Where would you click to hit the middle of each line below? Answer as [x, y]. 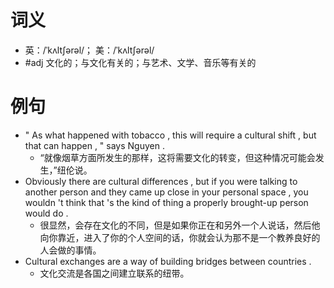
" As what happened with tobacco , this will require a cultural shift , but [170, 135]
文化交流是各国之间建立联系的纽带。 [114, 273]
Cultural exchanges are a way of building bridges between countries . [168, 261]
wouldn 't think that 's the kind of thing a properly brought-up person [166, 202]
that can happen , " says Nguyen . [94, 145]
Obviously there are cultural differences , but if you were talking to [161, 181]
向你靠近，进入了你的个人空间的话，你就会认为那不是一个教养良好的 [180, 237]
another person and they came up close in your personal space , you [166, 192]
